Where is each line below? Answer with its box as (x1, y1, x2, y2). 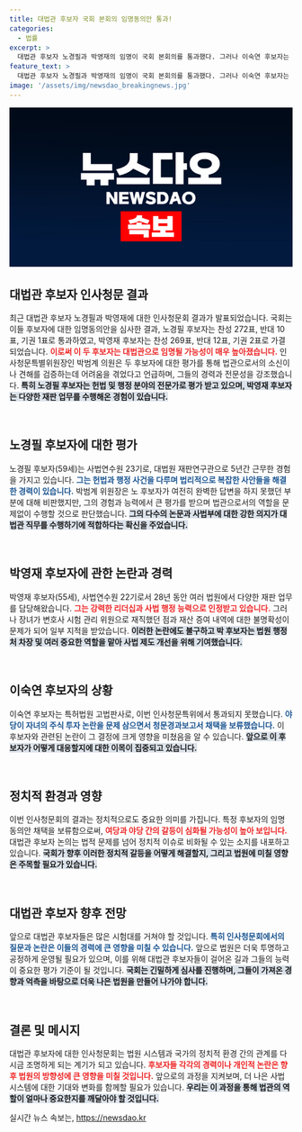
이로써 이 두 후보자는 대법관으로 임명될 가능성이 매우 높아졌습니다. (49, 347, 279, 358)
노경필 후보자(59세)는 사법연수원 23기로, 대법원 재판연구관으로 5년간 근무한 (9, 463, 274, 474)
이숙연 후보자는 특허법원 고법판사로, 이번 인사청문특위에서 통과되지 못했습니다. (9, 708, 283, 720)
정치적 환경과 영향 (9, 788, 102, 803)
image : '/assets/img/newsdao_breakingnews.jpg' (9, 81, 191, 90)
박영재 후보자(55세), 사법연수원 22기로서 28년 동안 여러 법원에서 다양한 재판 (9, 591, 277, 602)
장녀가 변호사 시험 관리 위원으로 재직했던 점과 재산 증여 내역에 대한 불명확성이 (18, 613, 290, 625)
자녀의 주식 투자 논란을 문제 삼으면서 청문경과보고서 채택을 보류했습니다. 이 (25, 720, 285, 730)
